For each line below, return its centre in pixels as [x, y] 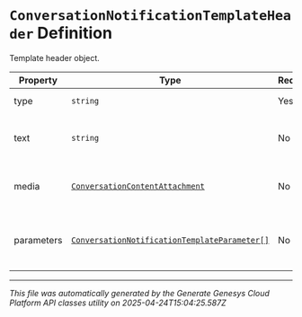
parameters [38, 240]
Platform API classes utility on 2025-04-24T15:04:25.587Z [118, 303]
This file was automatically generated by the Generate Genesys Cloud [139, 293]
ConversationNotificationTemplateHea [151, 16]
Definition [75, 33]
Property [38, 80]
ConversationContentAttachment [138, 186]
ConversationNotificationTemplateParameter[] [170, 240]
